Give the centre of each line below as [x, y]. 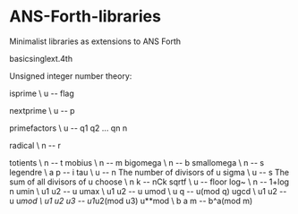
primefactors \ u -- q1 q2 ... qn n [68, 128]
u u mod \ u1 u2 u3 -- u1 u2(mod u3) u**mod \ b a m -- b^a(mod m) [131, 201]
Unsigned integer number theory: [71, 76]
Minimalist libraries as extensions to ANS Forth [95, 41]
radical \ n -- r [35, 145]
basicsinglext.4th [41, 58]
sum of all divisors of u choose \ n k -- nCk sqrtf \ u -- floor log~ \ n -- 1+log [149, 182]
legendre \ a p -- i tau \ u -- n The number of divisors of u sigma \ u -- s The [149, 172]
